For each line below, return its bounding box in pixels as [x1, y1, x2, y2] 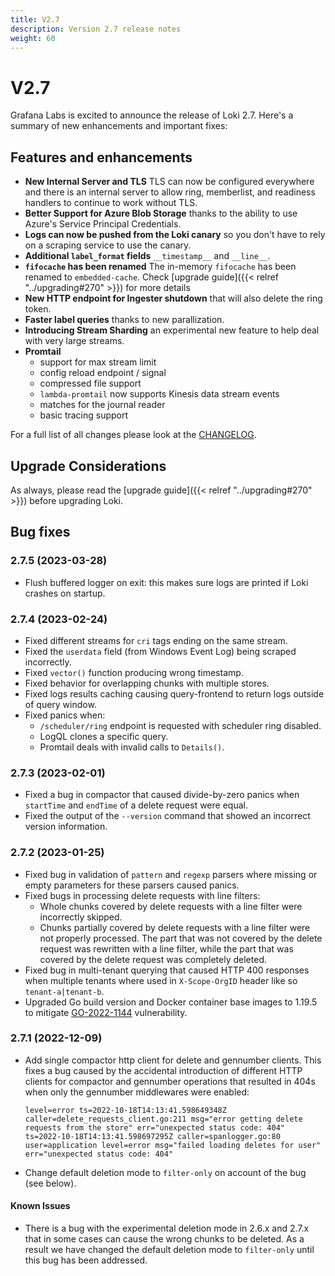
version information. [24, 821, 108, 833]
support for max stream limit [39, 356, 157, 368]
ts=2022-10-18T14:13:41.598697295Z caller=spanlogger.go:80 [24, 1131, 281, 1141]
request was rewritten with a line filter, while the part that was [39, 942, 294, 955]
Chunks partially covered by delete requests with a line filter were [39, 921, 311, 933]
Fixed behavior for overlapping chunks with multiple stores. [24, 677, 270, 689]
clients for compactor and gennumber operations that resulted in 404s [24, 1075, 316, 1087]
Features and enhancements [10, 149, 193, 166]
